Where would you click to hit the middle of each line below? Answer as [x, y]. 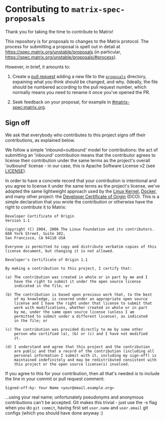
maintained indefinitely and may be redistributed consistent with [85, 360]
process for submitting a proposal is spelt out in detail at [63, 46]
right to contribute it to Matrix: [36, 207]
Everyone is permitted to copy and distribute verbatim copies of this [81, 247]
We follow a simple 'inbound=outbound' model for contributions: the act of [82, 150]
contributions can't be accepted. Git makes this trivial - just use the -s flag [81, 402]
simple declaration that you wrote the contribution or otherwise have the [79, 202]
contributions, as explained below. [40, 140]
